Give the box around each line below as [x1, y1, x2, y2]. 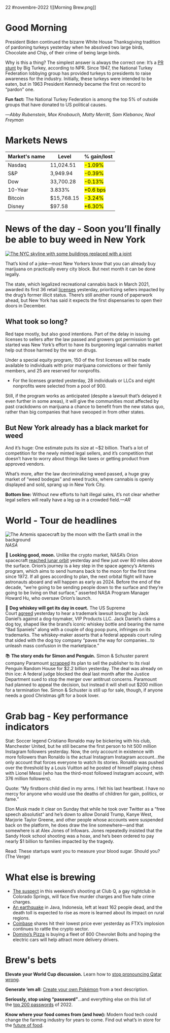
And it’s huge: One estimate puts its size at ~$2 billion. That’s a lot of [5, 445, 149, 451]
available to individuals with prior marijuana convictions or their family [5, 362, 151, 368]
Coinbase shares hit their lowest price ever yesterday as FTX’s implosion [12, 920, 165, 926]
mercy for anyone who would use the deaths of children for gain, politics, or [5, 791, 164, 797]
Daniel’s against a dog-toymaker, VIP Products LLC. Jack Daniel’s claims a [5, 616, 160, 622]
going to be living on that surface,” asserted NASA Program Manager [5, 590, 150, 596]
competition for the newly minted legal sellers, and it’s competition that [5, 450, 153, 456]
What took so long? [5, 317, 68, 326]
